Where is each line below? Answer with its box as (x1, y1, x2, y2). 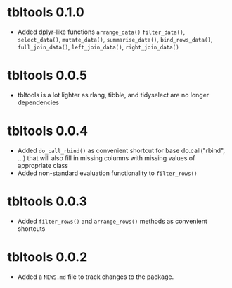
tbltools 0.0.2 (7, 248, 88, 265)
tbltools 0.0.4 (7, 123, 89, 139)
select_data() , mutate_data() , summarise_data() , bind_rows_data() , (17, 35, 213, 43)
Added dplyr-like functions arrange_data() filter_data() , (17, 28, 186, 36)
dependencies (17, 98, 60, 107)
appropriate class (17, 161, 69, 169)
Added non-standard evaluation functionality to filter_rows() (17, 169, 198, 177)
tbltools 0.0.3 (7, 193, 88, 209)
